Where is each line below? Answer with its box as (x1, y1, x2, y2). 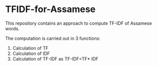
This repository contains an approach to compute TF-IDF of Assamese (5, 20, 152, 26)
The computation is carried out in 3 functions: (5, 35, 100, 41)
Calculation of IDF (12, 50, 50, 56)
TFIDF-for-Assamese (5, 4, 96, 15)
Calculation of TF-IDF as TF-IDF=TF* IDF (12, 55, 98, 61)
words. (5, 25, 20, 31)
